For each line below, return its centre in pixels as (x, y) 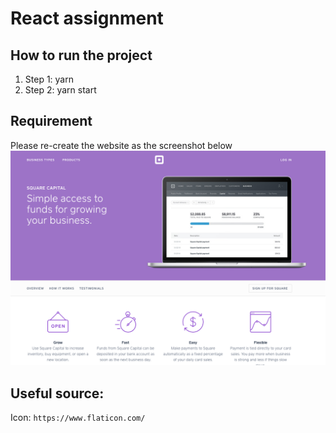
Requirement (51, 121)
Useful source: (57, 393)
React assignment (87, 18)
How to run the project (81, 55)
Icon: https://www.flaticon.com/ (78, 418)
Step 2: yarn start (60, 90)
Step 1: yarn (49, 79)
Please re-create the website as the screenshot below (121, 145)
